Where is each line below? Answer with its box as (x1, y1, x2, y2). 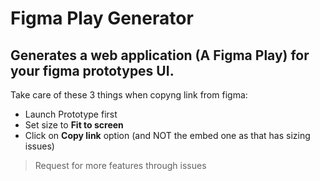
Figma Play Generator (10, 7, 194, 30)
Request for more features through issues (34, 160, 207, 171)
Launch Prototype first (24, 108, 118, 120)
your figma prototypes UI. (10, 62, 175, 79)
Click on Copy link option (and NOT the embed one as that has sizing (24, 130, 311, 141)
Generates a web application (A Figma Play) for (10, 47, 310, 64)
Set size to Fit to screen (24, 119, 124, 131)
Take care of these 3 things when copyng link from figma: (10, 89, 248, 101)
